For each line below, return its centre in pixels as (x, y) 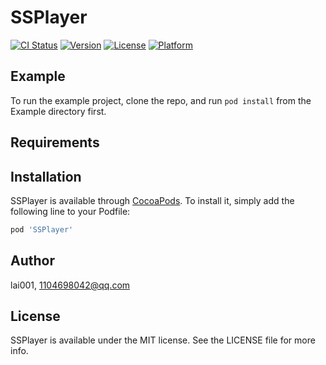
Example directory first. (58, 111)
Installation (46, 176)
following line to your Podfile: (70, 211)
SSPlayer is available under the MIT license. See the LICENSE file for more (163, 340)
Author (32, 261)
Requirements (55, 142)
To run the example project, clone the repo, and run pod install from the (161, 100)
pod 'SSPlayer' (42, 229)
